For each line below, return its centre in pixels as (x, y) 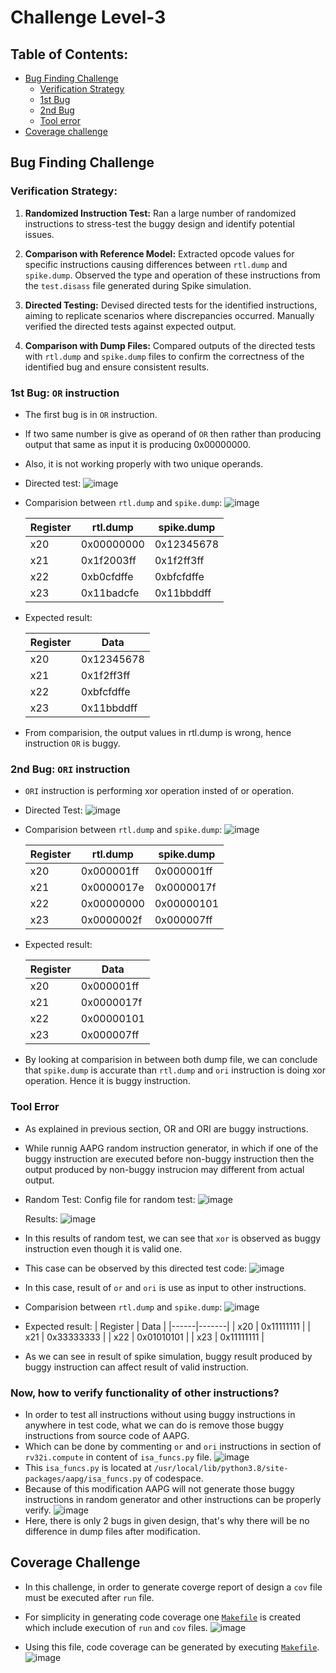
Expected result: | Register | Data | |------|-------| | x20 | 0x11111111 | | (168, 1326)
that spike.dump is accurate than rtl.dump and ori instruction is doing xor (175, 1070)
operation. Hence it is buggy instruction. (107, 1081)
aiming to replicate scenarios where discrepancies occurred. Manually (169, 315)
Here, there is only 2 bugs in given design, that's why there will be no (167, 1520)
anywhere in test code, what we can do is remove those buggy (154, 1425)
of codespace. (173, 1478)
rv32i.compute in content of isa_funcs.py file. (118, 1457)
